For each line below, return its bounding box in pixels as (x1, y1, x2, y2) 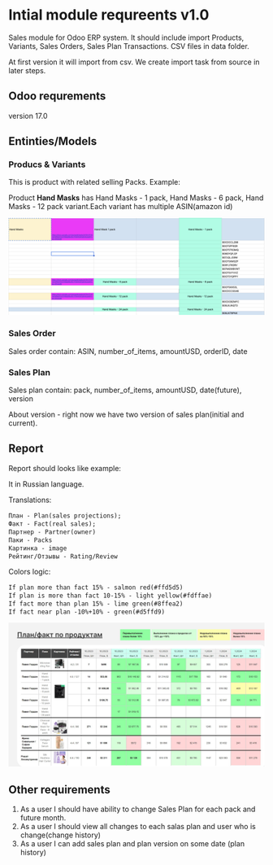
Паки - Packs (8, 535, 53, 544)
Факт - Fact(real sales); (8, 519, 96, 528)
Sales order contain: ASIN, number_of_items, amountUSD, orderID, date (8, 346, 248, 356)
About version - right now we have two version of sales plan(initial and (8, 409, 245, 419)
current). (8, 418, 38, 428)
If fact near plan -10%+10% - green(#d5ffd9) (8, 608, 165, 616)
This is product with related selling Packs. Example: (8, 177, 181, 187)
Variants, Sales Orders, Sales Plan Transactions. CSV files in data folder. (8, 41, 249, 50)
